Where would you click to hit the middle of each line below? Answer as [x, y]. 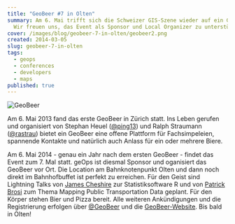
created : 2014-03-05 [37, 40]
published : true [31, 85]
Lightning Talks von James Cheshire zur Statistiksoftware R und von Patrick [116, 184]
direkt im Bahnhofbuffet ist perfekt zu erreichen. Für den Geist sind [104, 177]
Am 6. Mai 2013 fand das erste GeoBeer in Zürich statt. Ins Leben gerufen [113, 119]
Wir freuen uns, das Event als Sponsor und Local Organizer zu [107, 27]
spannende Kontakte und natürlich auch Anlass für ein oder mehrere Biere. [115, 141]
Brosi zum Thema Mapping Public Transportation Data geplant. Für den [110, 192]
